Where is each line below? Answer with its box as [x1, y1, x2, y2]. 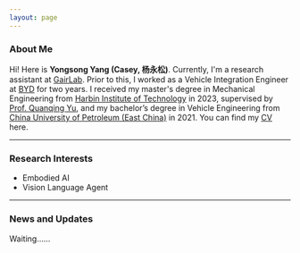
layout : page [9, 13, 58, 22]
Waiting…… [9, 233, 51, 244]
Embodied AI [21, 173, 70, 183]
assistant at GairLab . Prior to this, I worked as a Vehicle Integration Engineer [9, 73, 288, 85]
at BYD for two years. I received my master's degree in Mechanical [9, 83, 255, 94]
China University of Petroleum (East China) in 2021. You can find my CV [9, 112, 272, 122]
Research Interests [9, 152, 94, 164]
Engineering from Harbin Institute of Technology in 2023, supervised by [9, 93, 274, 104]
